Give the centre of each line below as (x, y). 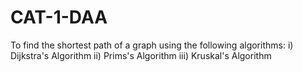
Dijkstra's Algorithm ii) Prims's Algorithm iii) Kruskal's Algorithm (141, 55)
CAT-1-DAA (59, 17)
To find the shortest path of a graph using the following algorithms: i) (152, 45)
